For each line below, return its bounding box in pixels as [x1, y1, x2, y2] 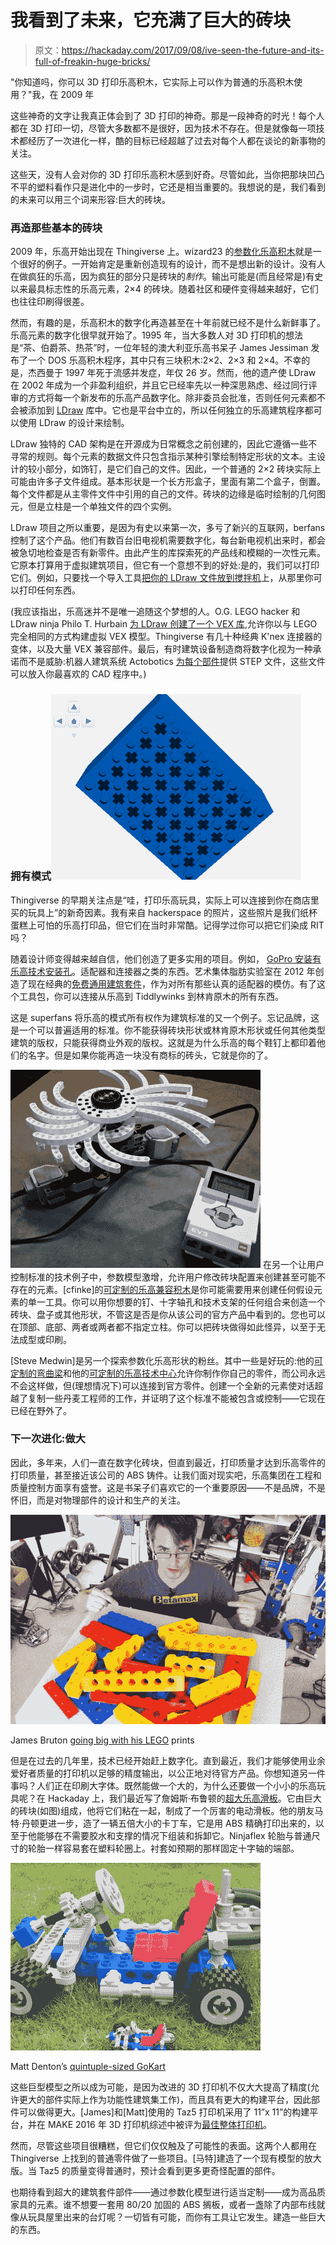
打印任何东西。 [18, 584, 81, 596]
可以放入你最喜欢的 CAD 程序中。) [10, 668, 147, 680]
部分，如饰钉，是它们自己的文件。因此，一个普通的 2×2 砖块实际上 [44, 463, 322, 475]
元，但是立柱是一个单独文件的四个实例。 [10, 501, 177, 513]
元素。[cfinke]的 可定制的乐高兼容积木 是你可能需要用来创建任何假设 [36, 1283, 314, 1295]
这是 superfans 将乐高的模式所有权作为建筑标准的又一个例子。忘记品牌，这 [10, 1011, 320, 1023]
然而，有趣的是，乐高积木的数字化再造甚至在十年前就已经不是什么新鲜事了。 [10, 317, 326, 329]
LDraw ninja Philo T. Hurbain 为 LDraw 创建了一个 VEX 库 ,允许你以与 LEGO [10, 618, 318, 630]
